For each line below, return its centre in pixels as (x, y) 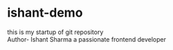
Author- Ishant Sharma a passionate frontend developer (86, 39)
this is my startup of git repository (55, 32)
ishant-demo (45, 13)
